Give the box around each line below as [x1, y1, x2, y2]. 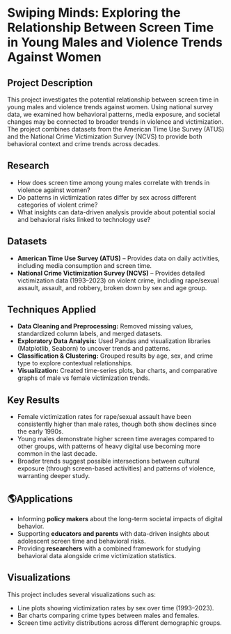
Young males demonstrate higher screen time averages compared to [17, 435, 214, 443]
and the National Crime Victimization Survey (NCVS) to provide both [7, 132, 202, 141]
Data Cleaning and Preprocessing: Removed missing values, [17, 322, 193, 331]
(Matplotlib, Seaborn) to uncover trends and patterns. [17, 344, 171, 353]
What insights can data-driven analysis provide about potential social [17, 207, 216, 216]
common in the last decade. [17, 450, 97, 458]
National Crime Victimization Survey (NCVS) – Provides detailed [17, 269, 205, 277]
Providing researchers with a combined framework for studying [17, 544, 200, 553]
